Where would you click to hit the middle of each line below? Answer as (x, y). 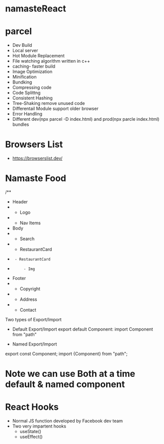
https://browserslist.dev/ (38, 158)
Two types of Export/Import (34, 319)
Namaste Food (36, 178)
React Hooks (32, 407)
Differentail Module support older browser (55, 109)
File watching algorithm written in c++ (51, 61)
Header (20, 202)
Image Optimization (32, 72)
